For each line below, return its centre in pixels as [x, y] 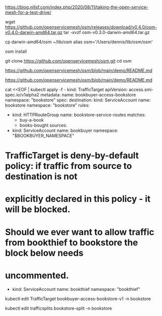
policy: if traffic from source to [68, 166]
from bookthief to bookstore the [72, 242]
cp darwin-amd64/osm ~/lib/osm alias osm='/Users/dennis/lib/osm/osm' [79, 42]
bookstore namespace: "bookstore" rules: [47, 105]
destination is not [41, 176]
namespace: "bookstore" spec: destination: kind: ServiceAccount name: [78, 100]
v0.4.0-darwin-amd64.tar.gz [34, 32]
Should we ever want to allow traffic [80, 232]
